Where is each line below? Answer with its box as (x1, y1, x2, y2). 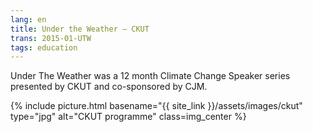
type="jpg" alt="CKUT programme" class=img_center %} (10, 111, 247, 123)
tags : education (10, 42, 78, 53)
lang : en (10, 14, 47, 25)
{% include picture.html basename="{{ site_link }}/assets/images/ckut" (10, 100, 303, 112)
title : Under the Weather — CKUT (10, 24, 150, 34)
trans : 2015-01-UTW (10, 33, 92, 43)
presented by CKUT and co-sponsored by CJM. (10, 81, 208, 93)
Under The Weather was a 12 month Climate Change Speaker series (10, 70, 291, 82)
